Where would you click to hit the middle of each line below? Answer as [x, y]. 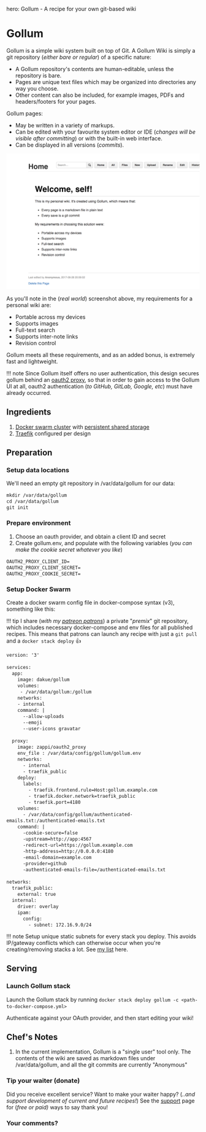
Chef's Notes [32, 1037]
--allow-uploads [43, 716]
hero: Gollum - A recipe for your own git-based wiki [71, 9]
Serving [22, 969]
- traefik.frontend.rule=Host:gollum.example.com [93, 790]
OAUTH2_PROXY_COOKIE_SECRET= [44, 574]
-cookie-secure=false [50, 833]
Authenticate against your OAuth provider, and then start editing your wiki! [100, 1018]
